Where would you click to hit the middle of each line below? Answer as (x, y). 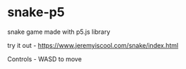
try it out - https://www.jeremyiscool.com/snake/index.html (93, 45)
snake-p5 (36, 12)
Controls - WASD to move (45, 59)
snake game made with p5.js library (59, 32)
